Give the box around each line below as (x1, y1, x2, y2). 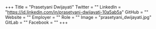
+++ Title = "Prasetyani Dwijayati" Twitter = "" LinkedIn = (5, 4, 122, 10)
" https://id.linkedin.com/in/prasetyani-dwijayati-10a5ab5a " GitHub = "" (5, 9, 149, 15)
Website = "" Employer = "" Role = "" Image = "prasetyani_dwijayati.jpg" (5, 14, 152, 20)
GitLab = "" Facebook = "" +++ (5, 19, 68, 25)
